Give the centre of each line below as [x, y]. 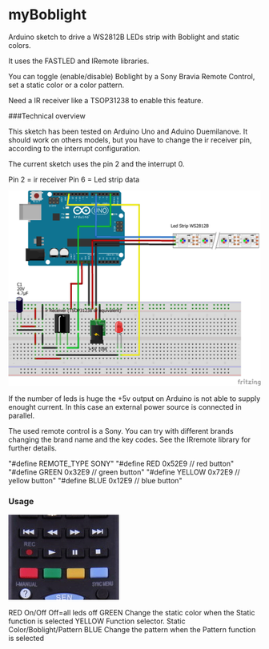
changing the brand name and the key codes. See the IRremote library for [129, 440]
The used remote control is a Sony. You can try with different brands [121, 431]
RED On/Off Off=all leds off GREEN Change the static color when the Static [132, 612]
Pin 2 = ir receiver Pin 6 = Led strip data [74, 179]
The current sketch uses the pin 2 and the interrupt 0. [97, 164]
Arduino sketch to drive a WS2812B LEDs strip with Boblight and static [124, 37]
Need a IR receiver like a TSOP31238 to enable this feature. [106, 100]
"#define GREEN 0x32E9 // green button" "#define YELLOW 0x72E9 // [124, 472]
